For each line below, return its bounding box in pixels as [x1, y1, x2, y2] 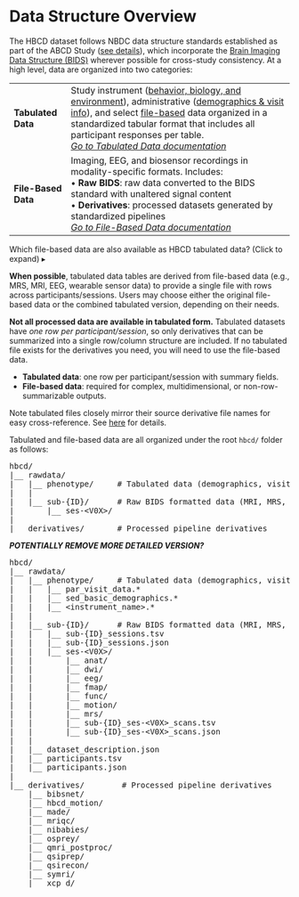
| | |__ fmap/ [9, 681, 109, 692]
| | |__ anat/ [9, 655, 109, 665]
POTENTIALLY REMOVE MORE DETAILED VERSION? [9, 540, 205, 550]
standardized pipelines [70, 209, 166, 222]
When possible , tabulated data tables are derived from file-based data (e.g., [9, 270, 290, 281]
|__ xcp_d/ [28, 877, 76, 888]
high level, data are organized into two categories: [9, 64, 193, 75]
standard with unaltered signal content [70, 187, 231, 200]
